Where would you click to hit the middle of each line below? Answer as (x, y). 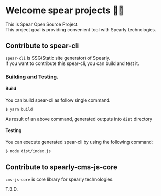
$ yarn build (19, 109)
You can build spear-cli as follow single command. (58, 100)
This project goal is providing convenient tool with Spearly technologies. (81, 29)
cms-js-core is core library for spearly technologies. (59, 179)
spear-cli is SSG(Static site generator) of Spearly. (58, 58)
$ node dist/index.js (28, 151)
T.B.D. (12, 189)
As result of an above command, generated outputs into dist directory (79, 119)
